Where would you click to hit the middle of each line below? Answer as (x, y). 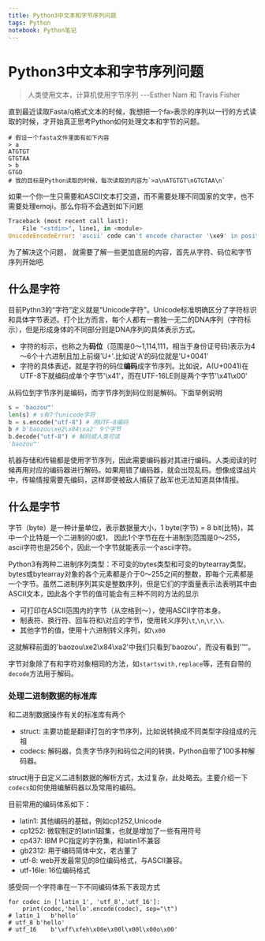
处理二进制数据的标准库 (52, 696)
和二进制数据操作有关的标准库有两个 (67, 715)
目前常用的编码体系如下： (50, 805)
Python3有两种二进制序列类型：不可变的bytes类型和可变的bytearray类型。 (129, 564)
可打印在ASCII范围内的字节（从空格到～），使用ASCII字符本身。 (122, 610)
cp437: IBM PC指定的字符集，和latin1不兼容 (90, 841)
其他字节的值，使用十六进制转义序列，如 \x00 (92, 630)
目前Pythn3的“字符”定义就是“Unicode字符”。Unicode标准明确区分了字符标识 (132, 309)
